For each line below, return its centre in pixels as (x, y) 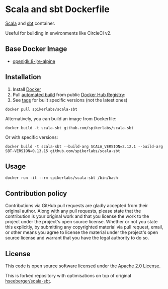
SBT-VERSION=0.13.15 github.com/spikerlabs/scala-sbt (63, 151)
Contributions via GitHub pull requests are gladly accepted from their (77, 206)
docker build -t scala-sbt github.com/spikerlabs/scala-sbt (70, 128)
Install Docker (27, 89)
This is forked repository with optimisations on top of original (68, 276)
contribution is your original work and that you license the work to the (77, 216)
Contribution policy (36, 193)
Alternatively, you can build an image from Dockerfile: (61, 118)
